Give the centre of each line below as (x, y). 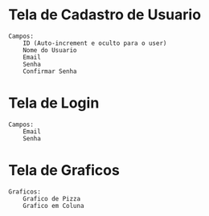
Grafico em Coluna (53, 206)
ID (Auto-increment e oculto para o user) (95, 43)
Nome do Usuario (50, 50)
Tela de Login (54, 103)
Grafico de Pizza (52, 198)
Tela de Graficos (64, 171)
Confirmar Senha (50, 71)
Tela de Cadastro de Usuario (105, 15)
